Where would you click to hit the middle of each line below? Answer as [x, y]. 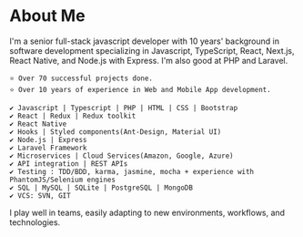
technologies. [35, 222]
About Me [47, 16]
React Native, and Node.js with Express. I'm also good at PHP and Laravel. [149, 60]
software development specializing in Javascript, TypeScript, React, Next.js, [152, 50]
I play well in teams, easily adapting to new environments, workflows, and [147, 212]
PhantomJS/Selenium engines [63, 180]
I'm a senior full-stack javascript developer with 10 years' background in [145, 41]
